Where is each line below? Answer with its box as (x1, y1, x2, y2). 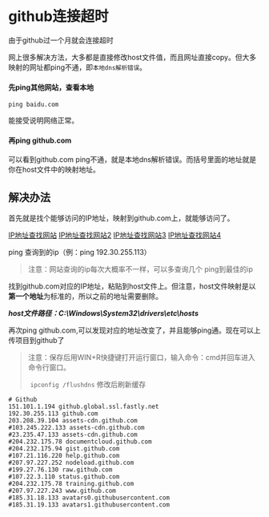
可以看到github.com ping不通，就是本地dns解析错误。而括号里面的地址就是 (8, 155, 257, 164)
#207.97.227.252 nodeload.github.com (8, 458, 134, 467)
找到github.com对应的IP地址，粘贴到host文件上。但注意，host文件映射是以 (8, 281, 256, 291)
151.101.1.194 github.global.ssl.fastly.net (8, 402, 159, 411)
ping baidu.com (8, 101, 59, 109)
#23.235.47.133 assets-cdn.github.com (8, 430, 138, 439)
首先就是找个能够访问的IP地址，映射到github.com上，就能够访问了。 (8, 213, 235, 223)
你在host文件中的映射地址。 (8, 165, 100, 175)
